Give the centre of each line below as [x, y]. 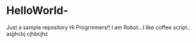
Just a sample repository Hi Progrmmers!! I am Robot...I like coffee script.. [98, 27]
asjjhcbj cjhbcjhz [27, 33]
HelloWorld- [37, 11]
